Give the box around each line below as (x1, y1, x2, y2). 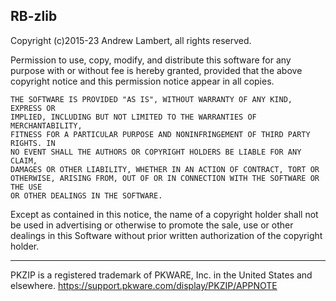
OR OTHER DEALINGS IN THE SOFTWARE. (10, 190, 163, 201)
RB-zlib (10, 8, 58, 25)
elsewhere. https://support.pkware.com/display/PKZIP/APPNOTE (10, 279, 278, 291)
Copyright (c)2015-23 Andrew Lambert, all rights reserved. (10, 34, 252, 46)
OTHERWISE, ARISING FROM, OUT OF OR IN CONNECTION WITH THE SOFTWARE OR (10, 173, 320, 183)
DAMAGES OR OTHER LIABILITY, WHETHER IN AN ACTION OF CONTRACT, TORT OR (10, 164, 320, 174)
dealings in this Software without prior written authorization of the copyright (10, 229, 323, 241)
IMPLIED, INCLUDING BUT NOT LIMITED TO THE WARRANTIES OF (10, 112, 257, 122)
